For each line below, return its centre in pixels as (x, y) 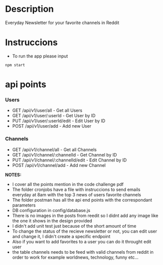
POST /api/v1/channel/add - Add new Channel (59, 165)
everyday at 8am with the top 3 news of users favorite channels (77, 194)
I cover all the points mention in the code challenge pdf (68, 184)
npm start (15, 65)
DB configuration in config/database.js (51, 210)
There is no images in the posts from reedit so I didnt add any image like (85, 215)
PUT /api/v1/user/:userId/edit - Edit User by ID (59, 121)
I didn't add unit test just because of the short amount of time (74, 226)
